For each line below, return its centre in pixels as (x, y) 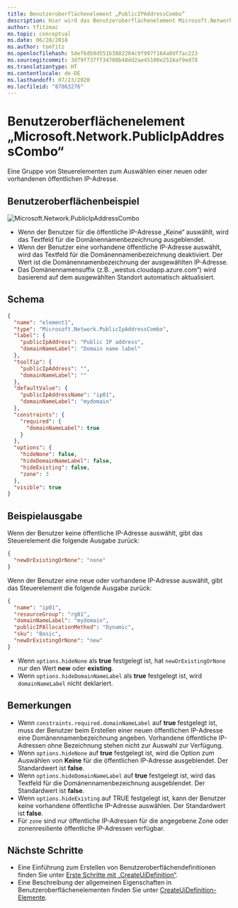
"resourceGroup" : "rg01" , (52, 614)
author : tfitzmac (33, 27)
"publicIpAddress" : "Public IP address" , (82, 342)
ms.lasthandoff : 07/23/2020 (49, 80)
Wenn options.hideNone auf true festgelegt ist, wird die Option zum (116, 753)
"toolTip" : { (33, 362)
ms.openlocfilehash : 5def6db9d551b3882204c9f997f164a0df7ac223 (103, 54)
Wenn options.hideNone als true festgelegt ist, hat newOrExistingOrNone (121, 660)
